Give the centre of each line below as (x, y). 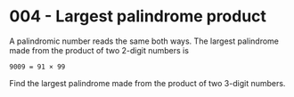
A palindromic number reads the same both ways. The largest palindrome (144, 41)
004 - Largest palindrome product (138, 16)
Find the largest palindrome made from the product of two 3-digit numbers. (147, 83)
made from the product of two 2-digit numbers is (99, 50)
